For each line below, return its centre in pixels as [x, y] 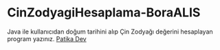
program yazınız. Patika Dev [47, 38]
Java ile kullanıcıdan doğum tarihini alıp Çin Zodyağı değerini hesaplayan [110, 32]
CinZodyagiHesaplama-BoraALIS [104, 13]
